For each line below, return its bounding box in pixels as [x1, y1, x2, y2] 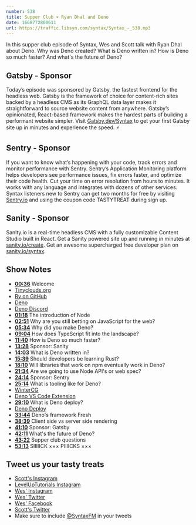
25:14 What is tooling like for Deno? [14, 380, 102, 387]
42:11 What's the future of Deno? [14, 430, 95, 437]
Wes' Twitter [14, 494, 46, 501]
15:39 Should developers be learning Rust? [14, 355, 119, 362]
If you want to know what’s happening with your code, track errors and [6, 159, 177, 166]
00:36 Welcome [14, 280, 55, 287]
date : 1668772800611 [6, 19, 57, 25]
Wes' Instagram [14, 487, 53, 494]
